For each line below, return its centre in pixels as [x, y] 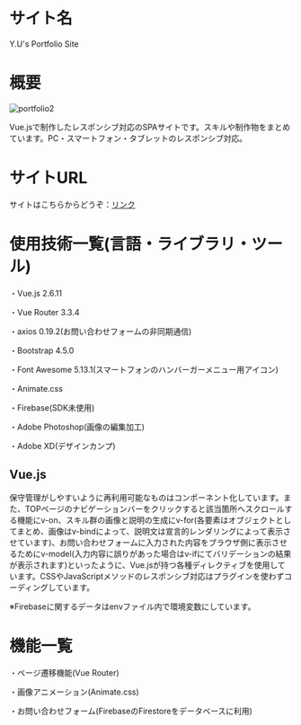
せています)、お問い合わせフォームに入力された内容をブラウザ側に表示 [141, 542]
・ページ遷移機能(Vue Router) [64, 672]
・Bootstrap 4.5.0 [42, 350]
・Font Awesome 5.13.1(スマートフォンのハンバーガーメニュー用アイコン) [144, 369]
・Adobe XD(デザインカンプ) [62, 446]
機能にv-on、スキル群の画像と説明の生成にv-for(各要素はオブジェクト [146, 520]
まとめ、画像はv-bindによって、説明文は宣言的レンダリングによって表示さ [154, 531]
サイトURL [49, 178]
